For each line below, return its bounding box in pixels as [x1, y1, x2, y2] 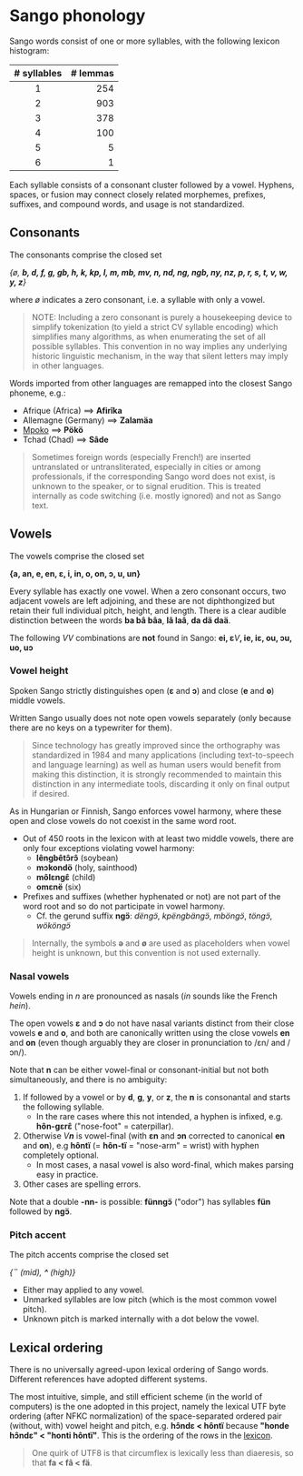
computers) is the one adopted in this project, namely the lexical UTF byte [9, 1401, 287, 1412]
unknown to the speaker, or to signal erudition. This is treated [31, 480, 261, 491]
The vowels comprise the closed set [9, 550, 145, 561]
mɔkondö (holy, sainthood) [35, 861, 138, 873]
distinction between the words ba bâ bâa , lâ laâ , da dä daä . [9, 615, 231, 626]
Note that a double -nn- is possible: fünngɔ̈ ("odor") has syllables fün [9, 1197, 271, 1208]
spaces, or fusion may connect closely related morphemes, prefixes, [9, 188, 266, 200]
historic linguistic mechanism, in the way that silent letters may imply [31, 350, 288, 361]
